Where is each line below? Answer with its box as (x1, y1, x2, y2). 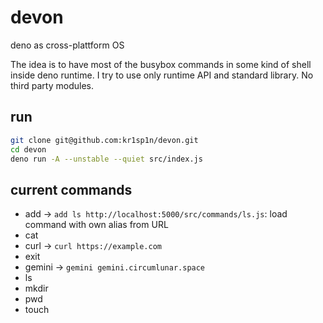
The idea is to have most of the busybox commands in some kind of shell (10, 58, 312, 70)
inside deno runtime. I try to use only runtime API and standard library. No (10, 69, 314, 81)
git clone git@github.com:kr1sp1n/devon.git (10, 135, 199, 145)
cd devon (10, 144, 47, 155)
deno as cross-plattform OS (10, 39, 125, 51)
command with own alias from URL (24, 219, 169, 231)
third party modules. (10, 79, 94, 91)
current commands (10, 181, 133, 198)
